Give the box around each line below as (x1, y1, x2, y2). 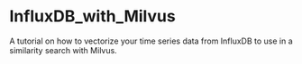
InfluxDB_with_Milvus (9, 6, 176, 27)
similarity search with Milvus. (9, 44, 117, 55)
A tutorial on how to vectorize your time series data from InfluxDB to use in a (9, 36, 293, 46)
